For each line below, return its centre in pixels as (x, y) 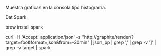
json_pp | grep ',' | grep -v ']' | (125, 42)
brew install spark (24, 27)
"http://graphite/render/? (108, 37)
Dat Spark (16, 17)
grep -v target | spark (28, 48)
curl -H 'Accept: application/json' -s (43, 37)
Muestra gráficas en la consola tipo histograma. (56, 7)
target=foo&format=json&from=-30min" (47, 42)
